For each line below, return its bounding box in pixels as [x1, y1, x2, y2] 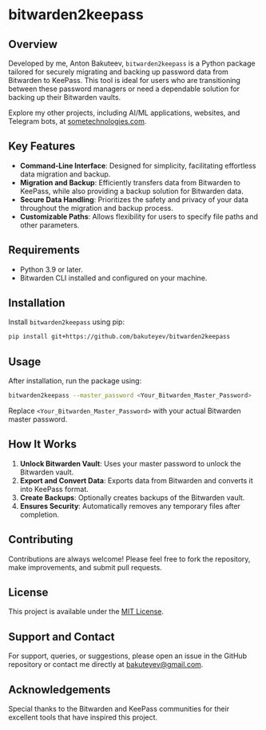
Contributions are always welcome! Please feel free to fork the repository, [8, 553, 251, 564]
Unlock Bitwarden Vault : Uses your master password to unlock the [19, 458, 241, 468]
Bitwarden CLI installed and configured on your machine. [19, 273, 208, 283]
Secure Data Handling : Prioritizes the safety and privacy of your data [19, 194, 249, 204]
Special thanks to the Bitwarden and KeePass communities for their [8, 704, 230, 714]
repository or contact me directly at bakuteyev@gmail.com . [8, 660, 204, 669]
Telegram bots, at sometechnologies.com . [8, 117, 147, 125]
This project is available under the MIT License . [8, 607, 165, 617]
